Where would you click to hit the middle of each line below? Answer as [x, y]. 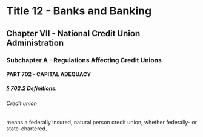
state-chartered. [27, 129]
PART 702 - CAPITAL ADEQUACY [49, 74]
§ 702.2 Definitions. [32, 88]
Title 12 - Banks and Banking [79, 11]
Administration [35, 43]
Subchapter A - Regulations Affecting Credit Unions [84, 60]
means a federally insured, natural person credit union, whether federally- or [102, 122]
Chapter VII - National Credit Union [73, 33]
